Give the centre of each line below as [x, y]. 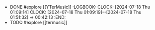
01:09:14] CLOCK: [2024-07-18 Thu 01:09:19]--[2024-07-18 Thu [76, 12]
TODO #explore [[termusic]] [39, 22]
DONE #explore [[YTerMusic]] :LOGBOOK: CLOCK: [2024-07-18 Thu [80, 7]
